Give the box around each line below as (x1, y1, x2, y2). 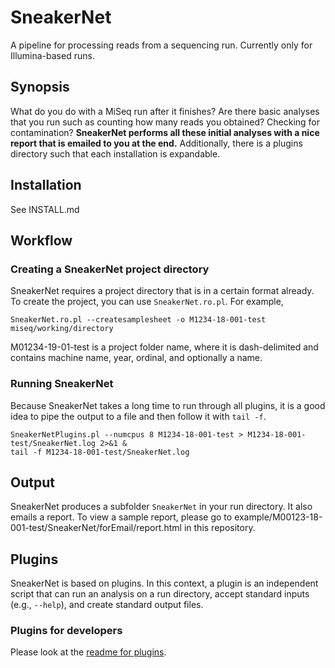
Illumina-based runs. (10, 49, 95, 61)
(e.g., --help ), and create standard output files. (10, 599, 204, 611)
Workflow (10, 232, 73, 249)
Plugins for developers (10, 624, 123, 638)
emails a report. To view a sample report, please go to (10, 511, 233, 523)
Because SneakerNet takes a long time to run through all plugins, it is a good (10, 399, 326, 411)
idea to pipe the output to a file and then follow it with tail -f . (10, 410, 267, 422)
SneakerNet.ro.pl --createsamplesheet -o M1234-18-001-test (10, 315, 267, 325)
